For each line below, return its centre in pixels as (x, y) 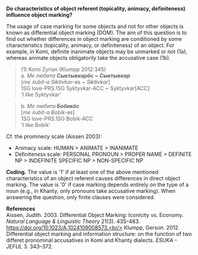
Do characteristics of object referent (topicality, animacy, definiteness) (96, 9)
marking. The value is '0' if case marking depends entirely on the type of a (98, 184)
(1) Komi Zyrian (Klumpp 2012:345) (63, 69)
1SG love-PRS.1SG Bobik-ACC (57, 119)
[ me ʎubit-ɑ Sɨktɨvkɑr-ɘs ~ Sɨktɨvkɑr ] (65, 82)
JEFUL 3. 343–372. (30, 246)
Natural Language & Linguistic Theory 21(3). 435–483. (73, 221)
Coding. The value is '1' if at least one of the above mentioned (82, 172)
